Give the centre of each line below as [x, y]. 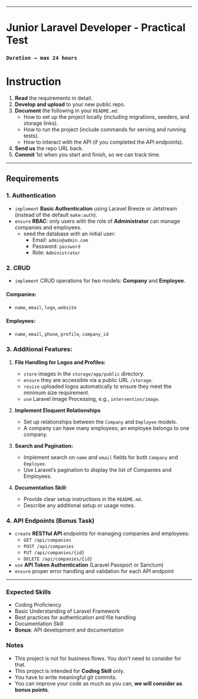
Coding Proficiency [38, 605]
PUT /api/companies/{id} [54, 553]
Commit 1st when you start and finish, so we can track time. [88, 155]
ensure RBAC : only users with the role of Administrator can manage [97, 221]
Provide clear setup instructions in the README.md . [83, 499]
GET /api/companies [47, 541]
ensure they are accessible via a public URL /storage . [88, 380]
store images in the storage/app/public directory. [84, 374]
